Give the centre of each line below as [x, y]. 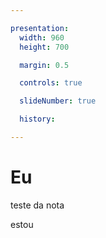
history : [37, 119]
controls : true [51, 83]
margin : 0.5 [44, 65]
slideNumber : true [58, 101]
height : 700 [44, 47]
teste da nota [37, 205]
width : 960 [42, 37]
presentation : [40, 28]
